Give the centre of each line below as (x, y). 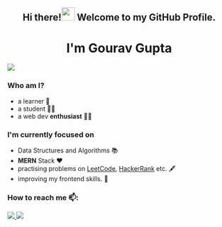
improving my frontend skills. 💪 (63, 179)
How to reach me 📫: (43, 197)
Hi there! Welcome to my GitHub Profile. (119, 17)
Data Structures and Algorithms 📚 (68, 150)
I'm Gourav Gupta (119, 48)
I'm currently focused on (51, 134)
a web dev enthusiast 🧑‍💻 (55, 116)
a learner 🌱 (34, 101)
